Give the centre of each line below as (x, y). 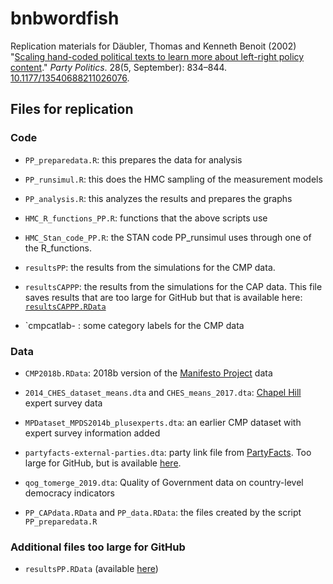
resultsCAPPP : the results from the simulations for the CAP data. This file (173, 286)
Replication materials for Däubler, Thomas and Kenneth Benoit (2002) (153, 46)
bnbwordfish (65, 18)
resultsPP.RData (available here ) (91, 569)
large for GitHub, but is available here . (103, 463)
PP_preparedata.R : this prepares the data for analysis (133, 159)
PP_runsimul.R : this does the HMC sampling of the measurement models (173, 179)
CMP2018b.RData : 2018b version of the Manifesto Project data (148, 373)
